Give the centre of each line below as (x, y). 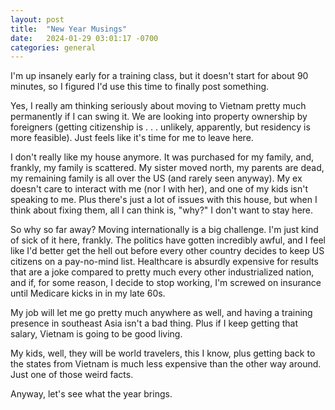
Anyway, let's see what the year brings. (91, 394)
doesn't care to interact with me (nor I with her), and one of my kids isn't (159, 189)
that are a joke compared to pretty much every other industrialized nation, (162, 272)
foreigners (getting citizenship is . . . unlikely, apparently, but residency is (160, 127)
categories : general (53, 47)
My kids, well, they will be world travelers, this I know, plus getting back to (163, 353)
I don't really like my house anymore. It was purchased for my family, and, (162, 157)
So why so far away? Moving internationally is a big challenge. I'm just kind (164, 230)
